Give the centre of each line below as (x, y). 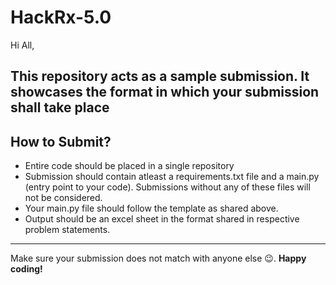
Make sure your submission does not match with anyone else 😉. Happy (158, 258)
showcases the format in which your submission (165, 92)
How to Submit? (61, 141)
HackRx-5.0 (61, 17)
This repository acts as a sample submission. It (160, 76)
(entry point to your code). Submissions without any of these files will (167, 187)
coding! (26, 269)
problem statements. (67, 230)
